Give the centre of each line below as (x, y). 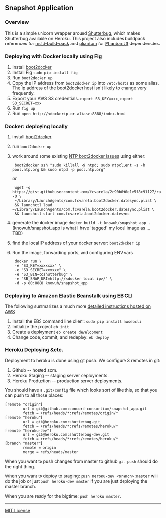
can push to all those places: (34, 395)
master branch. (21, 486)
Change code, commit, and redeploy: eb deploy (61, 337)
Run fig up (24, 108)
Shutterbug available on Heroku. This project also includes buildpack (75, 38)
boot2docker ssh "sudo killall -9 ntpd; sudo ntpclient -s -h (80, 165)
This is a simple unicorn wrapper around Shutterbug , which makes (73, 33)
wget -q (22, 188)
